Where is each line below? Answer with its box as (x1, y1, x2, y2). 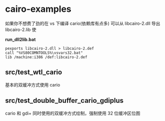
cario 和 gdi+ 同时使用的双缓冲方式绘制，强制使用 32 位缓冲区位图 (5, 110, 140, 116)
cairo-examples (5, 3, 72, 15)
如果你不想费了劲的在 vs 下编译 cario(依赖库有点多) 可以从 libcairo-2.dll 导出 (5, 20, 161, 26)
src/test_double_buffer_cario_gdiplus (5, 96, 124, 105)
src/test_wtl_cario (5, 68, 62, 77)
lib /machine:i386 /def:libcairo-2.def (5, 54, 88, 60)
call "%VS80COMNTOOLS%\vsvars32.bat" (5, 50, 83, 55)
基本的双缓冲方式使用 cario (5, 81, 60, 87)
